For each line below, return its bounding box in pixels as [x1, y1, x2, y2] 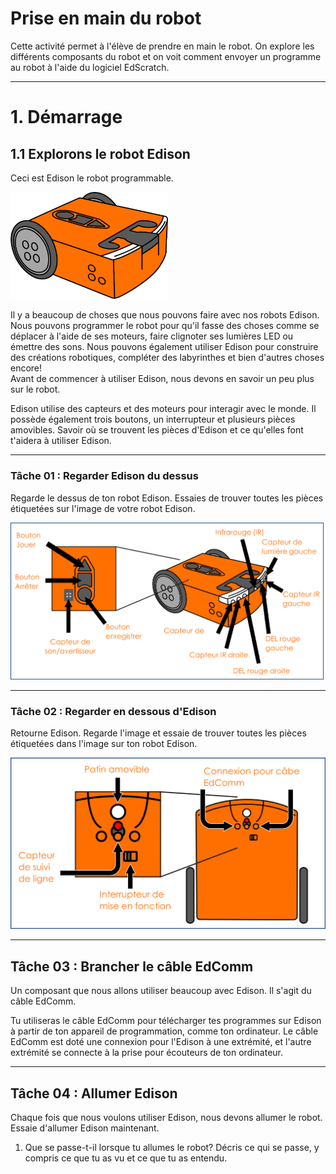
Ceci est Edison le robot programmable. [10, 172, 174, 184]
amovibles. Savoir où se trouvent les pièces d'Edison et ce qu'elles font [10, 424, 304, 436]
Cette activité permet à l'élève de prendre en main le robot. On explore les [10, 40, 315, 52]
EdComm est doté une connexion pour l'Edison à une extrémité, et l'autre [10, 1036, 312, 1048]
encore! [10, 362, 43, 374]
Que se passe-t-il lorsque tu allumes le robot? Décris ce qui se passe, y [24, 1141, 320, 1153]
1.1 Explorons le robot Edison [10, 145, 191, 162]
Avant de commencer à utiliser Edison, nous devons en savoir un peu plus [10, 373, 315, 385]
